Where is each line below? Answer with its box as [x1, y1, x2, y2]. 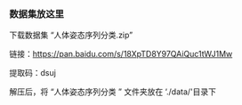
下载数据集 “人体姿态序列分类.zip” [9, 29, 133, 41]
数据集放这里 [9, 7, 65, 20]
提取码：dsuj [9, 68, 56, 78]
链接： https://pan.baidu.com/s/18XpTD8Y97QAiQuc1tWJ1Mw [9, 49, 233, 60]
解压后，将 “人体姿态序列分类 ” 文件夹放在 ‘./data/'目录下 [9, 86, 216, 97]
